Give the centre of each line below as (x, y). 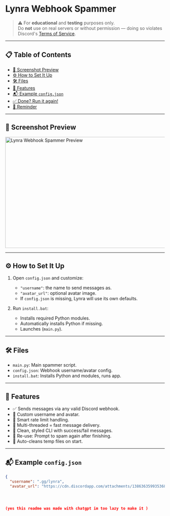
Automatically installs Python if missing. (61, 324)
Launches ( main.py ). (41, 329)
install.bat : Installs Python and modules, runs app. (67, 376)
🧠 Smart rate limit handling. (41, 420)
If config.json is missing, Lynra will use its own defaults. (79, 299)
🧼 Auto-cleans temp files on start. (48, 441)
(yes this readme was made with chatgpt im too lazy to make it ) (77, 509)
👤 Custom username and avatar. (46, 414)
